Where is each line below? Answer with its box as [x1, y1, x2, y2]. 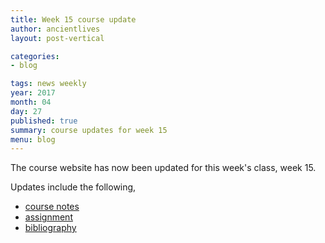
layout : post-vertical [10, 33, 105, 43]
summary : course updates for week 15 [10, 125, 168, 135]
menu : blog [10, 134, 56, 145]
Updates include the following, [10, 181, 137, 193]
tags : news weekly [10, 79, 87, 89]
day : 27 [10, 106, 43, 116]
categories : [10, 51, 60, 61]
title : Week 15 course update [10, 14, 137, 25]
